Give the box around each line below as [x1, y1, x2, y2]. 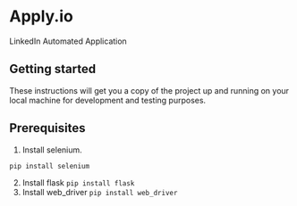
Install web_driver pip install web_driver [21, 187, 178, 198]
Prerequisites [9, 120, 86, 136]
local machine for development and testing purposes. [9, 95, 207, 105]
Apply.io [9, 6, 73, 27]
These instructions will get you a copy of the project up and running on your [9, 85, 289, 95]
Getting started [9, 62, 97, 77]
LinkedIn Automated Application [9, 36, 127, 46]
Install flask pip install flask [21, 177, 135, 188]
